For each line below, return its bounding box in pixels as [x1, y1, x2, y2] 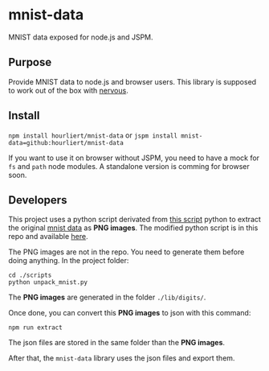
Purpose [8, 56, 52, 69]
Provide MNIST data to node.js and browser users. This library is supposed [8, 76, 257, 86]
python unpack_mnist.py [8, 278, 88, 286]
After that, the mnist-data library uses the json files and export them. [8, 353, 235, 363]
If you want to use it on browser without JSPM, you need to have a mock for [8, 153, 259, 163]
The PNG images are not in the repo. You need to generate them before [8, 247, 245, 257]
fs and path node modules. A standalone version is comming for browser [8, 161, 251, 171]
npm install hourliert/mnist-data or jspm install [8, 130, 178, 140]
